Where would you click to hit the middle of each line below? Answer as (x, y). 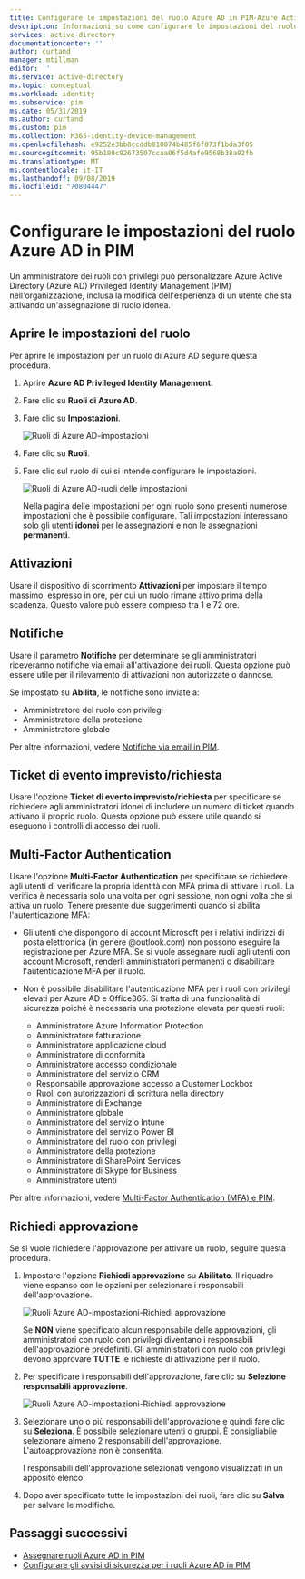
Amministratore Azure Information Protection (120, 1026)
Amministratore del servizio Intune (100, 1122)
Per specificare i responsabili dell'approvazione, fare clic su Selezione (154, 1376)
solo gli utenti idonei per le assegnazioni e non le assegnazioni (140, 525)
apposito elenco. (54, 1477)
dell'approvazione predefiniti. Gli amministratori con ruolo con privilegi (154, 1349)
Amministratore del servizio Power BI (105, 1132)
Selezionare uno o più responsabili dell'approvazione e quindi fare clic (153, 1421)
